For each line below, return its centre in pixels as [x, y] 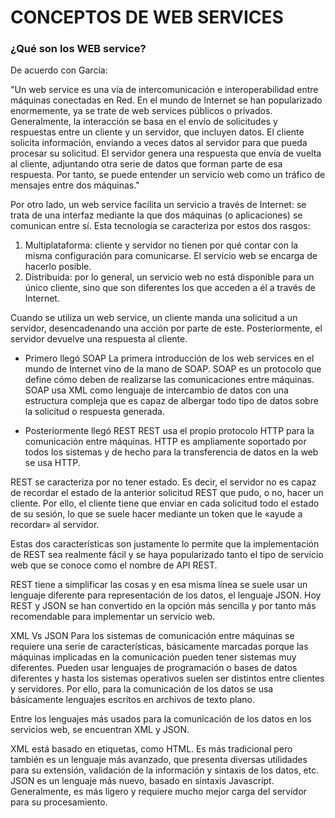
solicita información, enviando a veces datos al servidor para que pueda [159, 143]
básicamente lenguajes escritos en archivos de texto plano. [132, 700]
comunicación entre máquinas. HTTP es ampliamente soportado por [165, 442]
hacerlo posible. [58, 267]
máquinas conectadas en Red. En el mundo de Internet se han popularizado [166, 100]
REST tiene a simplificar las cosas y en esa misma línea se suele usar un [159, 585]
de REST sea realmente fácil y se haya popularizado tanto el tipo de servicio [167, 555]
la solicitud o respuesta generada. [94, 412]
